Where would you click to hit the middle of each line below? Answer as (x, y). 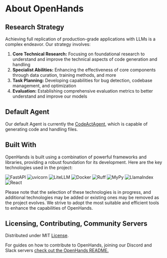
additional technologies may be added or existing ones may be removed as (82, 197)
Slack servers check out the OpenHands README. (57, 251)
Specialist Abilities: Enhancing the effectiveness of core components (84, 70)
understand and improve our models (50, 96)
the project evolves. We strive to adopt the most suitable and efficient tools (82, 203)
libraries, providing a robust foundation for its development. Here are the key (84, 162)
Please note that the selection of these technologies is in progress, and (78, 192)
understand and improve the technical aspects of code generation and (85, 59)
